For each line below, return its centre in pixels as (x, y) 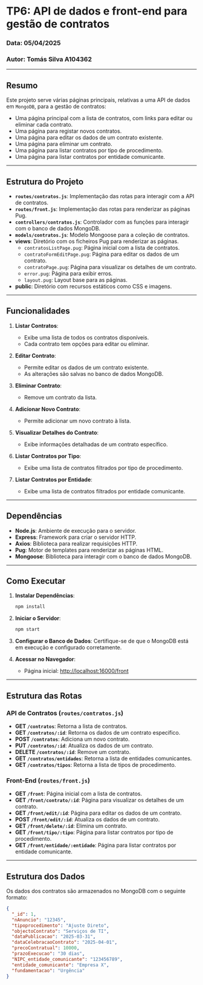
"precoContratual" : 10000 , (46, 948)
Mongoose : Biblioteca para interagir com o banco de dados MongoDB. (103, 556)
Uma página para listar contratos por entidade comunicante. (90, 157)
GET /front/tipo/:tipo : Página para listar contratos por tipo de (94, 832)
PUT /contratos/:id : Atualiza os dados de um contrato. (84, 745)
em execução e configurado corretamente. (68, 647)
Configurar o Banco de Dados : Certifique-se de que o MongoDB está (102, 641)
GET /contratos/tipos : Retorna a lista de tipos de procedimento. (95, 764)
